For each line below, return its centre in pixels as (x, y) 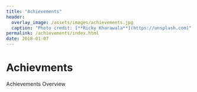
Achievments (40, 68)
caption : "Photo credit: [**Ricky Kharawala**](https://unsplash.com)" (102, 28)
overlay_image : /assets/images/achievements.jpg (72, 22)
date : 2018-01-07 (28, 39)
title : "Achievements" (34, 11)
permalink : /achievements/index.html (53, 33)
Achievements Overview (36, 84)
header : (16, 17)
